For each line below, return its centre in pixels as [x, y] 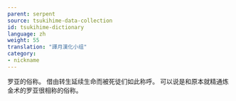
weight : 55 [23, 41]
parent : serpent [31, 14]
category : [22, 54]
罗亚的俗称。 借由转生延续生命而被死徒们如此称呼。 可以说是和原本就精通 [115, 81]
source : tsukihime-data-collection [60, 21]
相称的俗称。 [63, 90]
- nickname [23, 60]
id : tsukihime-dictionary [45, 27]
